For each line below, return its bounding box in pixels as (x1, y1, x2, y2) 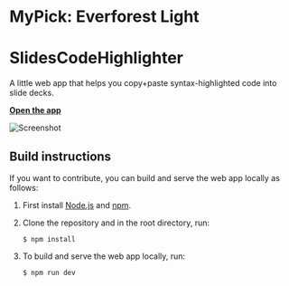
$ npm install (22, 234, 76, 243)
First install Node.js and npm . (22, 199, 132, 210)
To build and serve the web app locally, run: (22, 251, 186, 262)
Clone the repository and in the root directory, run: (22, 217, 210, 228)
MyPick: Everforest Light (9, 6, 200, 27)
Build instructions (9, 148, 111, 164)
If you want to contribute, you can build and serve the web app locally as (9, 172, 280, 183)
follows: (9, 182, 39, 193)
